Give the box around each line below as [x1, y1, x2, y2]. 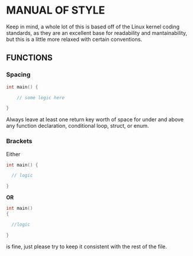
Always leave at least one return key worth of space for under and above [6, 116, 184, 123]
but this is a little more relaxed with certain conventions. [6, 35, 143, 43]
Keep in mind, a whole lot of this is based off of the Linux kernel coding [6, 23, 179, 30]
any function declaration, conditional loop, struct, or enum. [6, 122, 149, 129]
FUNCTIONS [6, 53, 53, 63]
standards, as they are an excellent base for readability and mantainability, [6, 29, 188, 36]
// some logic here [17, 95, 65, 101]
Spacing [6, 70, 31, 79]
